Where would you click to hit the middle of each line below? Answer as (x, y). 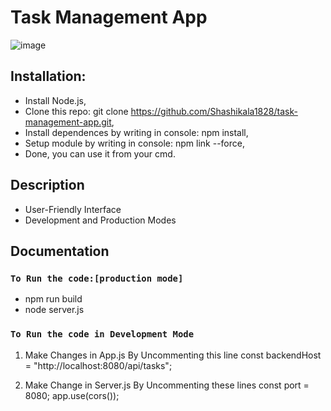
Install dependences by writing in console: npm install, (136, 132)
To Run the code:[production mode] (97, 278)
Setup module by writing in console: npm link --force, (134, 143)
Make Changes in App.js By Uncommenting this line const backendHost (173, 355)
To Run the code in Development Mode (102, 334)
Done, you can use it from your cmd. (100, 153)
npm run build (53, 299)
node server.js (54, 310)
